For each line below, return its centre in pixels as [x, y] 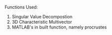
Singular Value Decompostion [42, 17]
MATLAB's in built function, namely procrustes [59, 27]
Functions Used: [21, 7]
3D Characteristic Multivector [42, 22]
